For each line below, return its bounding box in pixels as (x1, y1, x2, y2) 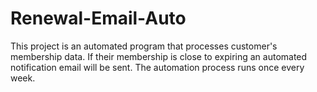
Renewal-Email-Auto (10, 7, 187, 30)
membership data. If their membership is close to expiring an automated (10, 50, 308, 62)
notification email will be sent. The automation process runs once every (10, 61, 305, 73)
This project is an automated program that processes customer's (10, 40, 278, 52)
